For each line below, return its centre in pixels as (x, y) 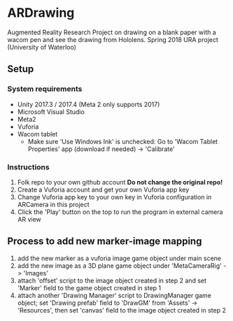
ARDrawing (41, 13)
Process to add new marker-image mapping (105, 242)
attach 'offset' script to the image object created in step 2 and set (112, 280)
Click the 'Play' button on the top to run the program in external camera (120, 212)
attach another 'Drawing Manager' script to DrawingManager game (114, 295)
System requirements (45, 89)
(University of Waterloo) (42, 47)
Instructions (29, 167)
